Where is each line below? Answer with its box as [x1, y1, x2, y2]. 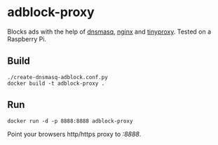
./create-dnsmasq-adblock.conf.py [7, 74, 109, 81]
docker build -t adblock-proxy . [7, 80, 105, 87]
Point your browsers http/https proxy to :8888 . [7, 130, 142, 138]
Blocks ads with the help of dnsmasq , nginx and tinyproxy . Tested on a [7, 27, 212, 36]
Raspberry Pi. [7, 34, 47, 43]
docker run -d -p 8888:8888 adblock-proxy [7, 117, 133, 125]
